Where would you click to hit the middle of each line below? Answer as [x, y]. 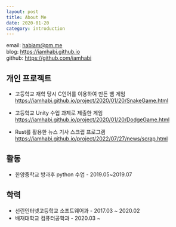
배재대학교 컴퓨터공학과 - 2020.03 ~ [58, 218]
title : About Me [26, 17]
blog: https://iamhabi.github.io [43, 52]
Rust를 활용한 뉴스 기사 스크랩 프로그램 [60, 132]
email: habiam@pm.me [34, 45]
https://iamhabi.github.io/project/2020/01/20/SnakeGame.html [92, 101]
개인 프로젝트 [29, 78]
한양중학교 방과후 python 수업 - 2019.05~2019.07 [73, 174]
